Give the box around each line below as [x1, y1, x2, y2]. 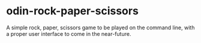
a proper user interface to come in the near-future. [6, 30, 131, 37]
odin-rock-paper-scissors [6, 4, 139, 18]
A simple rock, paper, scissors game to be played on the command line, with [6, 24, 195, 31]
